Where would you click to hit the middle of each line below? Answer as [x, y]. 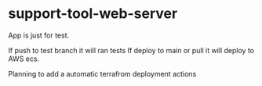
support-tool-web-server [93, 14]
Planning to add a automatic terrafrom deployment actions [102, 73]
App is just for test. [39, 35]
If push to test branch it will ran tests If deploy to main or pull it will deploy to [131, 50]
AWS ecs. [24, 59]
